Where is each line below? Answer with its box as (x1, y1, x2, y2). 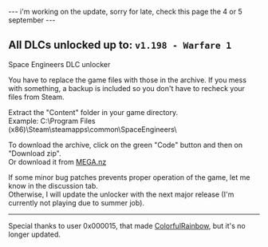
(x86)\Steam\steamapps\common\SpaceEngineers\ (8, 124, 177, 134)
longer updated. (8, 229, 61, 239)
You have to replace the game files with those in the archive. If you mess (8, 75, 247, 85)
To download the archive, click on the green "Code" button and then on (8, 140, 243, 149)
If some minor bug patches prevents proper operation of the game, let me (8, 172, 250, 182)
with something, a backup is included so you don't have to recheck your (8, 83, 246, 93)
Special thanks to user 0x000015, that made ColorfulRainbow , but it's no (8, 221, 246, 230)
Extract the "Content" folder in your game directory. (8, 107, 179, 117)
